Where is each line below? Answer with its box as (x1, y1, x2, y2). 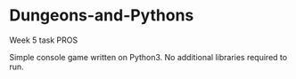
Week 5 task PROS (9, 35, 78, 45)
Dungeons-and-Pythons (9, 5, 194, 26)
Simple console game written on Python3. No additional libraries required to (9, 51, 288, 62)
